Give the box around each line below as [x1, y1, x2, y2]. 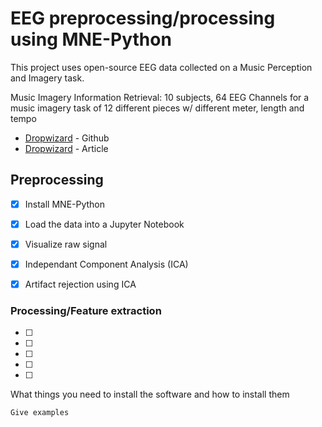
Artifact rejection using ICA [24, 278, 137, 290]
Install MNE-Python [24, 198, 106, 210]
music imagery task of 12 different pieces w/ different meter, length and [10, 102, 305, 114]
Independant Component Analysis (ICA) [24, 258, 189, 270]
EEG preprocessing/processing [10, 7, 276, 30]
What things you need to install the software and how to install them [10, 388, 290, 401]
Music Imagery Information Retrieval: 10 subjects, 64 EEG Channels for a [10, 91, 310, 103]
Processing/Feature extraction [10, 303, 162, 317]
